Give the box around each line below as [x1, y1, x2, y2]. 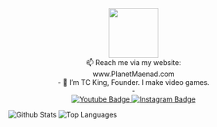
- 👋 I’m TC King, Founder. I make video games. [57, 78, 210, 87]
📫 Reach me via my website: [86, 58, 181, 67]
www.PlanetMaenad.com [92, 69, 175, 79]
